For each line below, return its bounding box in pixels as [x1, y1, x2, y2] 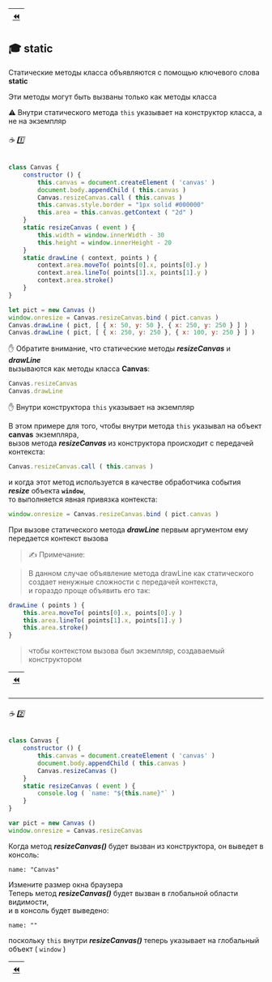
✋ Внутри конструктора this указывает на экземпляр [8, 403, 195, 412]
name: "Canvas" [8, 865, 60, 873]
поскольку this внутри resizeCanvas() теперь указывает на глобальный [8, 935, 260, 945]
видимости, [8, 897, 49, 907]
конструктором [28, 655, 83, 664]
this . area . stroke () [23, 624, 89, 632]
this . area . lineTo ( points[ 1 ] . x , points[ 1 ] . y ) [23, 616, 183, 625]
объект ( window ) [8, 944, 66, 954]
